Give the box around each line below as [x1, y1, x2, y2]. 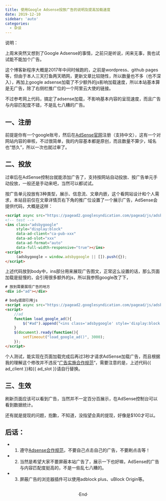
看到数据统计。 [5, 402, 36, 408]
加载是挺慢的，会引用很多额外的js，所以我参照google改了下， [5, 274, 131, 280]
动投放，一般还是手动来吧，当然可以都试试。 [5, 180, 96, 186]
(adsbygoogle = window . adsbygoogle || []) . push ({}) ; [16, 254, 127, 259]
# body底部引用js [5, 298, 38, 303]
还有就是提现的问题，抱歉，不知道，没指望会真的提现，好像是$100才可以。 [5, 412, 158, 418]
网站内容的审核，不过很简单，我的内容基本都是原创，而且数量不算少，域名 [5, 138, 157, 144]
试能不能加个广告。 [5, 56, 44, 62]
